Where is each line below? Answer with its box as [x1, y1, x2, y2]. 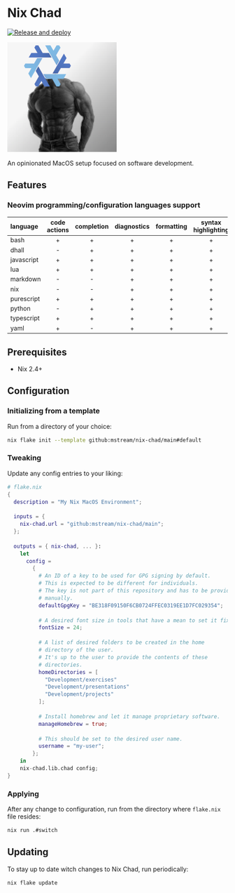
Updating [7, 846, 49, 858]
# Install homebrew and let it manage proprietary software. [38, 713, 220, 720]
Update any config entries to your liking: [7, 469, 123, 477]
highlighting [193, 226, 229, 234]
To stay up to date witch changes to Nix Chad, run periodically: [7, 865, 189, 873]
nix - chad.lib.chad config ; [20, 765, 99, 772]
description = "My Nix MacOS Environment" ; [13, 498, 142, 505]
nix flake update [7, 879, 58, 886]
